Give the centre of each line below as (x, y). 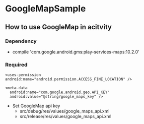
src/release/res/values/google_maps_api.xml (66, 117)
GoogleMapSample (45, 9)
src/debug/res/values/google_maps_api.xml (65, 111)
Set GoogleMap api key (36, 106)
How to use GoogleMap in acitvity (58, 27)
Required (16, 64)
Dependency (21, 41)
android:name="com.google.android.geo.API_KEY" (60, 92)
